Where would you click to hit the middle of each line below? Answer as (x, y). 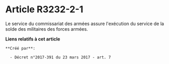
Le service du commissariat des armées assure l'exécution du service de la (85, 24)
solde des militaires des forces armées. (47, 29)
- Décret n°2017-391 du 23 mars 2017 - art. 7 (60, 57)
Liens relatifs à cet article (33, 39)
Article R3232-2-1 (44, 9)
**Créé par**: (20, 48)
